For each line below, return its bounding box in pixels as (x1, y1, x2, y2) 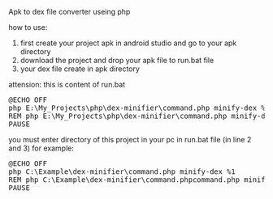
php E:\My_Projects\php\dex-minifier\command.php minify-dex (8, 104, 258, 112)
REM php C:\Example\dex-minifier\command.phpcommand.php (8, 176, 240, 184)
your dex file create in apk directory (19, 64, 141, 74)
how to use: (8, 23, 48, 32)
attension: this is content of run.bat (8, 80, 126, 89)
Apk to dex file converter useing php (8, 7, 131, 16)
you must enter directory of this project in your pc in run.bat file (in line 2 (8, 135, 252, 144)
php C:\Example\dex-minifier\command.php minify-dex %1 (8, 167, 236, 176)
